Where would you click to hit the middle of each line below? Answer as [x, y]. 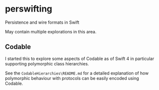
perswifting [29, 9]
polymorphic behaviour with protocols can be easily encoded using [72, 78]
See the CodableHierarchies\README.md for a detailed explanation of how [77, 73]
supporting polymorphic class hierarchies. [47, 63]
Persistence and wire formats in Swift [42, 22]
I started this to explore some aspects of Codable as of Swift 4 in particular [80, 59]
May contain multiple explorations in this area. [51, 31]
